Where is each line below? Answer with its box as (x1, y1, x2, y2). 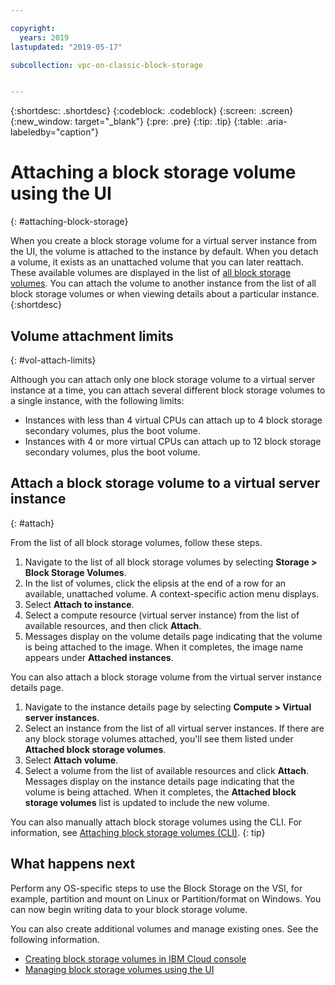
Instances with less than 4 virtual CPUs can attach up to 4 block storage (24, 414, 323, 426)
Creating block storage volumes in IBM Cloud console (24, 952, 247, 965)
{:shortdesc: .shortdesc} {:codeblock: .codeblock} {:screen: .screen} (10, 105, 294, 117)
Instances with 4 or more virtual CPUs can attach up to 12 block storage (24, 436, 322, 447)
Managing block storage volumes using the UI (24, 963, 215, 975)
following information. (10, 933, 100, 945)
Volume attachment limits (10, 327, 174, 345)
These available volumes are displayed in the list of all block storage (10, 267, 292, 279)
